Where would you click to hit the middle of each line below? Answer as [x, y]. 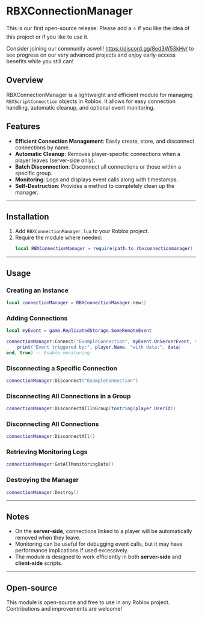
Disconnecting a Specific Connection [62, 368]
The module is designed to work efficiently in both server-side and [98, 557]
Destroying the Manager [43, 480]
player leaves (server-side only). [55, 160]
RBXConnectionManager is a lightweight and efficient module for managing [99, 95]
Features [23, 127]
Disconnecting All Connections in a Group [69, 396]
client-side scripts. [39, 563]
